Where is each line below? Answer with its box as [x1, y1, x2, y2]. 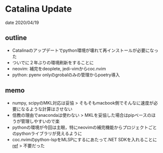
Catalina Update [5, 3, 72, 15]
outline [5, 34, 27, 42]
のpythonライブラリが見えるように [12, 131, 82, 136]
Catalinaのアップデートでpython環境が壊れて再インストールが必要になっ [12, 47, 159, 53]
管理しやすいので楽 [21, 118, 60, 124]
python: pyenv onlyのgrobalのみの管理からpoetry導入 [12, 72, 120, 78]
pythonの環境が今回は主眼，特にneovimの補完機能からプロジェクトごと [12, 124, 157, 130]
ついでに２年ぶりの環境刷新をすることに [12, 60, 94, 66]
